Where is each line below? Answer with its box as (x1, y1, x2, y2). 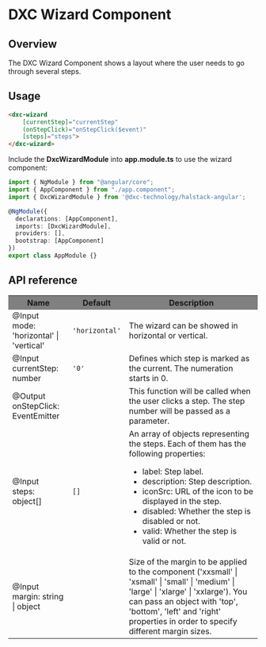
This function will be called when (128, 385, 251, 396)
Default (82, 297, 112, 308)
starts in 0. (128, 372, 169, 383)
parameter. (128, 415, 170, 426)
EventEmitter (12, 410, 60, 422)
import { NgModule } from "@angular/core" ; (8, 179, 154, 187)
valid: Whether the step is (142, 526, 237, 537)
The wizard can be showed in (128, 320, 239, 331)
